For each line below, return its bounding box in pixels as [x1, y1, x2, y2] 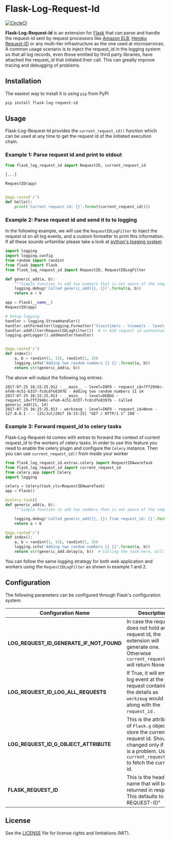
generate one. [126, 643, 160, 650]
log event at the [126, 676, 163, 683]
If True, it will [126, 669, 157, 676]
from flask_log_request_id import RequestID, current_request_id [5, 163, 146, 168]
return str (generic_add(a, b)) [14, 365, 80, 370]
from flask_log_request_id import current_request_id [5, 465, 121, 470]
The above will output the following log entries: [5, 374, 103, 380]
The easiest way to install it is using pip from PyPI [5, 90, 109, 97]
